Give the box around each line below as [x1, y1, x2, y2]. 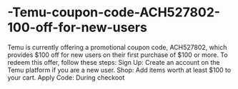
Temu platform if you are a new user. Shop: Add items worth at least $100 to [7, 66, 232, 74]
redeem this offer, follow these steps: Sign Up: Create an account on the [7, 58, 220, 66]
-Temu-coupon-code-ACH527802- [7, 4, 220, 21]
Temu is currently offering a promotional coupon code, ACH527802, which [7, 43, 227, 51]
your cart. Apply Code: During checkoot [7, 73, 125, 82]
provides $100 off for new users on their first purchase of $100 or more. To [7, 51, 228, 59]
